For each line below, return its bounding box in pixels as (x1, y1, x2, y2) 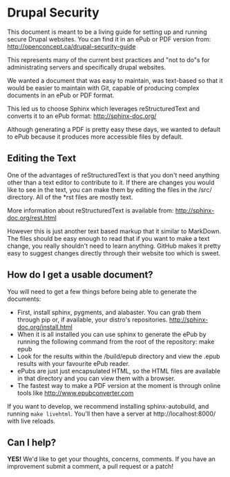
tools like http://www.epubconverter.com (17, 389, 134, 397)
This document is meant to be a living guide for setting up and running (7, 28, 207, 36)
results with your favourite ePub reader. (17, 359, 130, 367)
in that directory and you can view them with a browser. (17, 374, 176, 382)
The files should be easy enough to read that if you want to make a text (7, 234, 210, 242)
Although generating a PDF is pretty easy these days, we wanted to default (7, 125, 221, 133)
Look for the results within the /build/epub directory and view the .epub (17, 352, 220, 360)
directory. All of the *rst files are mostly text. (7, 193, 133, 201)
